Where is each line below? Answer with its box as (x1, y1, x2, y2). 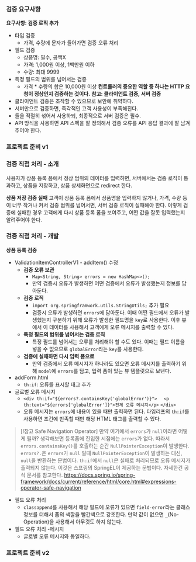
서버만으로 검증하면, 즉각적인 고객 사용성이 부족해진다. (14, 105, 139, 112)
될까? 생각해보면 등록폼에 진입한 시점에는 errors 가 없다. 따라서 (26, 435, 170, 442)
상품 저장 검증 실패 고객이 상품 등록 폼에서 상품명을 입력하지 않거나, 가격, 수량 (6, 194, 181, 201)
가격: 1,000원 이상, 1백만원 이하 (23, 61, 95, 68)
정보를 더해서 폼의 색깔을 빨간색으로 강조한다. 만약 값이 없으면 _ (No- (23, 511, 180, 518)
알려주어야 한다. (6, 216, 43, 223)
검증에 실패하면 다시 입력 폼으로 (23, 352, 95, 360)
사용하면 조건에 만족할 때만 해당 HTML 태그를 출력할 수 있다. (23, 415, 161, 422)
